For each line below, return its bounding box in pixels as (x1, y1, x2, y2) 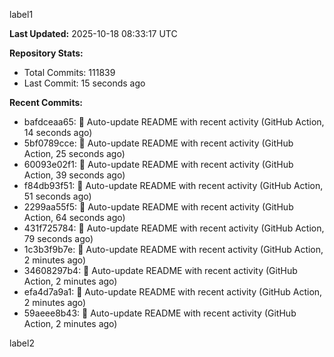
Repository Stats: (9, 47, 84, 59)
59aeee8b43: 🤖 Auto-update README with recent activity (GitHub (23, 307, 297, 319)
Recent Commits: (9, 97, 83, 108)
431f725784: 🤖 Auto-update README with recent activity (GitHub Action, (23, 222, 325, 234)
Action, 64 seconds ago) (23, 212, 126, 223)
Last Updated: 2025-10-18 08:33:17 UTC (9, 28, 178, 39)
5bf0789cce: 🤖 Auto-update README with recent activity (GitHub (23, 137, 294, 149)
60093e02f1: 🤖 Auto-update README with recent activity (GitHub (23, 159, 294, 170)
